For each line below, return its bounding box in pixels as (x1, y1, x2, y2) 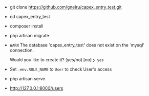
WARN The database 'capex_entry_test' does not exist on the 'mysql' (9, 42, 145, 48)
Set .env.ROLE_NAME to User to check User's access (9, 66, 112, 72)
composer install (9, 23, 43, 29)
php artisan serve (9, 76, 45, 81)
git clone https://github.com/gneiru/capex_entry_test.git (9, 4, 122, 10)
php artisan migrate (9, 33, 49, 38)
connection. (9, 48, 34, 53)
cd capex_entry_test (9, 14, 50, 19)
